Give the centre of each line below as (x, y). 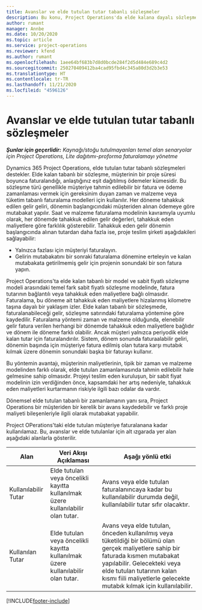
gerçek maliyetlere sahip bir (141, 548)
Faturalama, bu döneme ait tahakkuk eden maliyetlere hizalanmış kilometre (99, 300)
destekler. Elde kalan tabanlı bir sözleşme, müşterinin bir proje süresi (91, 174)
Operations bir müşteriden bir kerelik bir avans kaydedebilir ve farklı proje (97, 407)
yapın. (23, 269)
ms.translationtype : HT (36, 74)
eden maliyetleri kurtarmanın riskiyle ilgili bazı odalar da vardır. (84, 389)
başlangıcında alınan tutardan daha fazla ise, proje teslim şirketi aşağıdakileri (101, 232)
